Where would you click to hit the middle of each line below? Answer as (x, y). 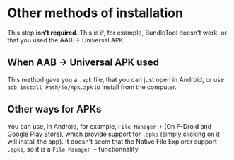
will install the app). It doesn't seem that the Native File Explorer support (112, 141)
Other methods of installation (95, 13)
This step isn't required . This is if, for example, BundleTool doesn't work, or (117, 33)
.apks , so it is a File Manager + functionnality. (74, 149)
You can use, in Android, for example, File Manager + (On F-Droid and (110, 126)
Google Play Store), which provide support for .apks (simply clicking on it (114, 134)
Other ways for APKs (54, 109)
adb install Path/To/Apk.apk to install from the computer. (92, 87)
